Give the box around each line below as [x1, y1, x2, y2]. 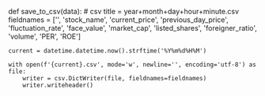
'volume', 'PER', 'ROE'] [8, 31, 81, 41]
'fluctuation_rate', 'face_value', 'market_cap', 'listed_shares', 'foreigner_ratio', [8, 24, 257, 32]
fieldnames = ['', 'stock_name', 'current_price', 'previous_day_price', [8, 15, 229, 24]
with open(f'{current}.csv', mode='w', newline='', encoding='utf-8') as [8, 61, 257, 68]
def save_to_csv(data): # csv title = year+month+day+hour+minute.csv [8, 7, 240, 16]
